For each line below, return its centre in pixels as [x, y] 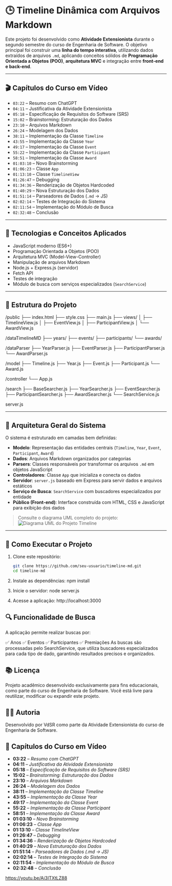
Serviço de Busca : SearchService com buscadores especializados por [87, 492]
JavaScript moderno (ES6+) [42, 246]
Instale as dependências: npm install [51, 581]
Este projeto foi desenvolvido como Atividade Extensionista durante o [80, 39]
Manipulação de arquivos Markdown [51, 262]
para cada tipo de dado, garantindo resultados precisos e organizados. [80, 654]
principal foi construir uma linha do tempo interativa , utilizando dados [79, 50]
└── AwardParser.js [27, 354]
